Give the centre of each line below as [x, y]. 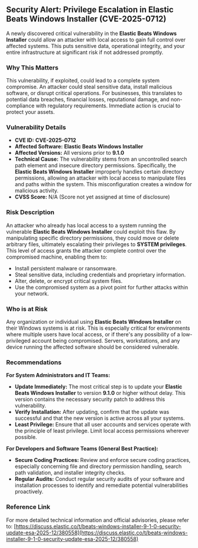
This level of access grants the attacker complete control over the [86, 250]
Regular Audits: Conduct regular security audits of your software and [100, 479]
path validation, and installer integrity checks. [70, 473]
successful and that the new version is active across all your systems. [100, 418]
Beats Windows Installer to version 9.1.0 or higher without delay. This [100, 393]
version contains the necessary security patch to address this [90, 399]
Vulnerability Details [36, 128]
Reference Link [28, 507]
